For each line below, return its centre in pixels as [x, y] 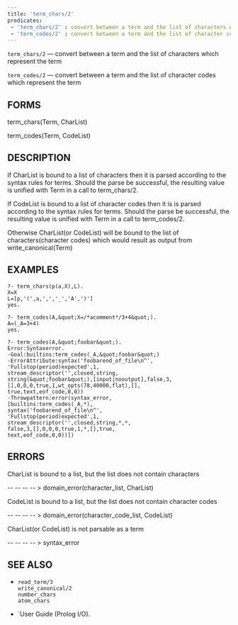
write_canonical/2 [45, 589]
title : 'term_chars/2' [41, 14]
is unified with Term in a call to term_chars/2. [73, 190]
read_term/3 [35, 582]
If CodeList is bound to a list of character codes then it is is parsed [104, 203]
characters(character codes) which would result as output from [100, 240]
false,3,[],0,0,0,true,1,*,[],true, [61, 429]
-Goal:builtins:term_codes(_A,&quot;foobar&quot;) [84, 354]
